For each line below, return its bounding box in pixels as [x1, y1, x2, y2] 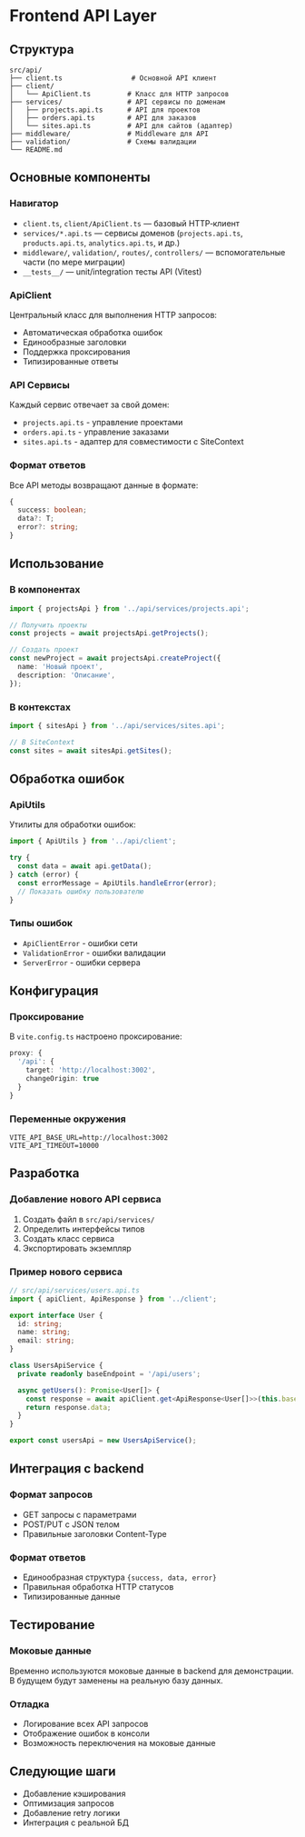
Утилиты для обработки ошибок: [9, 819, 136, 830]
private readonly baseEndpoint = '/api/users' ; [17, 1369, 202, 1378]
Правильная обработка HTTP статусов [22, 1582, 174, 1592]
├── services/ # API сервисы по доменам [9, 97, 225, 106]
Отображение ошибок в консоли [22, 1728, 150, 1739]
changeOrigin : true [25, 1073, 100, 1083]
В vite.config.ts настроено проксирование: [9, 1031, 183, 1042]
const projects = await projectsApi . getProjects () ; [9, 629, 209, 638]
